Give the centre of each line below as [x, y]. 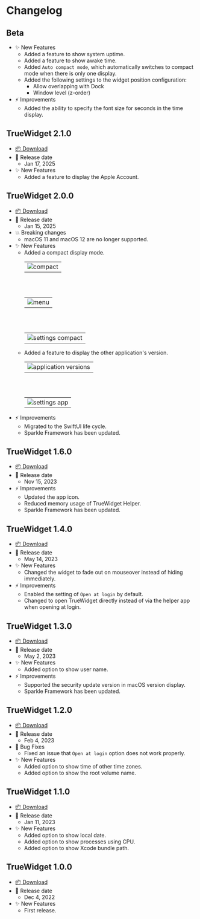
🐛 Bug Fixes [30, 747]
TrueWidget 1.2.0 [39, 710]
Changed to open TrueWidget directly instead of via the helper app [107, 601]
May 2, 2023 [40, 656]
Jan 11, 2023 [39, 822]
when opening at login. [52, 607]
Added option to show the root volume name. [80, 773]
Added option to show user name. [66, 669]
